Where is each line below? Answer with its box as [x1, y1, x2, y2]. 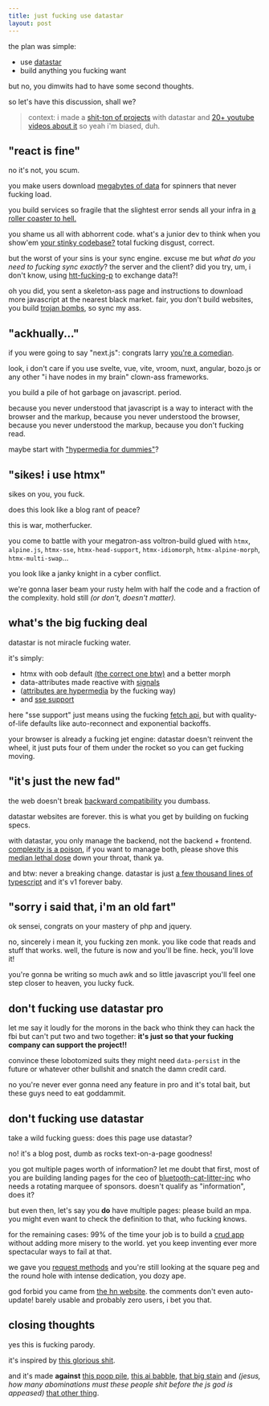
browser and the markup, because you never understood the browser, [8, 412, 241, 422]
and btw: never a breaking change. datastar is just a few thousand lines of [8, 868, 254, 878]
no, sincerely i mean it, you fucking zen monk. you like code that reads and [8, 937, 256, 946]
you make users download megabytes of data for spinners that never [8, 181, 237, 191]
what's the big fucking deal [8, 616, 148, 630]
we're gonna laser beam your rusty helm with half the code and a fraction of [8, 584, 261, 594]
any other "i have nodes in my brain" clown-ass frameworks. [8, 372, 209, 382]
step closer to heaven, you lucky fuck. [8, 979, 135, 988]
